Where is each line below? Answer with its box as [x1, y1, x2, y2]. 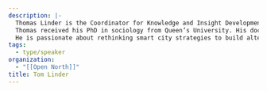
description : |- [8, 11, 62, 20]
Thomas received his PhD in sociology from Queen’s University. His [15, 26, 247, 34]
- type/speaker [15, 48, 66, 56]
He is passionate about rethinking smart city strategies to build [15, 33, 244, 42]
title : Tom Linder [8, 70, 69, 78]
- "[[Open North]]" [15, 63, 80, 71]
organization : [8, 56, 56, 64]
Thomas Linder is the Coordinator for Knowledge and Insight [15, 19, 222, 27]
